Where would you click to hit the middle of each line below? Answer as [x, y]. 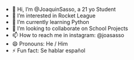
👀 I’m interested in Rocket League [54, 16]
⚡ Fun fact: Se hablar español [49, 50]
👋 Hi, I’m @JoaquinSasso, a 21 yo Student [64, 9]
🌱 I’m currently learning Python [50, 22]
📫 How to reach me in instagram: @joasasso [68, 35]
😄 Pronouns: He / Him [40, 44]
